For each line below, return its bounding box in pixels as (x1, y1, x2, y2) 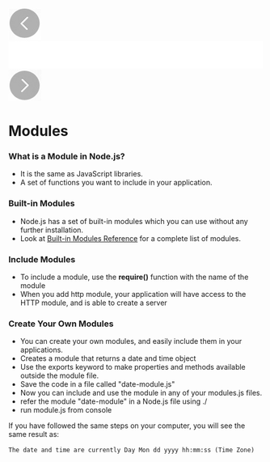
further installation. (19, 225, 83, 235)
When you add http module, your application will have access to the (19, 289, 247, 299)
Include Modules (8, 253, 76, 265)
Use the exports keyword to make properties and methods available (19, 362, 247, 372)
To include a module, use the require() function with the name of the (19, 272, 249, 282)
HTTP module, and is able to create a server (19, 298, 167, 307)
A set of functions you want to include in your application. (19, 178, 213, 188)
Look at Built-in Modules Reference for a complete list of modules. (19, 233, 241, 243)
